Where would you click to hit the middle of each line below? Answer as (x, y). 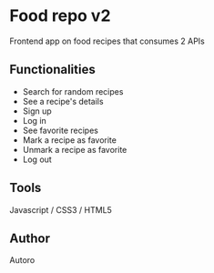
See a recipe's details (63, 101)
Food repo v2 (60, 16)
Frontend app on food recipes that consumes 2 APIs (107, 41)
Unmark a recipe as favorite (75, 149)
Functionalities (52, 70)
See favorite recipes (60, 130)
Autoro (22, 260)
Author (30, 238)
